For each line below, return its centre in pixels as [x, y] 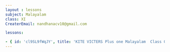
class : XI [16, 19]
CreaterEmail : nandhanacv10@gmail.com [46, 24]
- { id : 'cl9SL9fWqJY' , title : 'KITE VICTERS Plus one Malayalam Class [83, 42]
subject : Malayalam [26, 14]
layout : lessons [24, 10]
